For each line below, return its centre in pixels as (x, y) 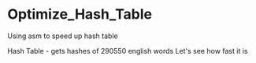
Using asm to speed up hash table (63, 36)
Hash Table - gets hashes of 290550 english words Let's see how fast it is (128, 51)
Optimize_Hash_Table (80, 14)
